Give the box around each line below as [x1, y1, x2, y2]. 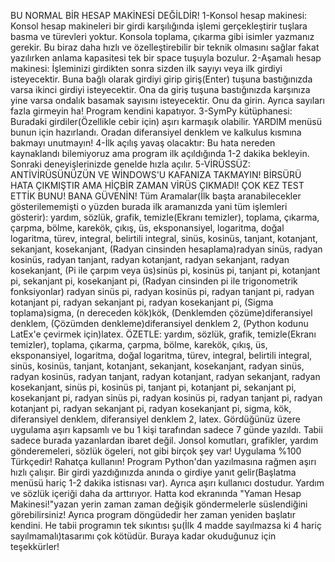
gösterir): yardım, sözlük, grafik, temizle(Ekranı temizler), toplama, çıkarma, [10, 211, 320, 223]
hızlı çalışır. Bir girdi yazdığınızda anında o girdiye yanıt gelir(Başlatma [10, 466, 297, 478]
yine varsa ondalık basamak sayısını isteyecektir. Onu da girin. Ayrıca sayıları [10, 95, 325, 106]
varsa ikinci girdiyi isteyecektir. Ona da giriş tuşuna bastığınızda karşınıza [10, 84, 311, 95]
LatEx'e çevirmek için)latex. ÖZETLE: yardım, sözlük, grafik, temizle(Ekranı [10, 328, 317, 340]
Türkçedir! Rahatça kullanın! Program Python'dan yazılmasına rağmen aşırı [10, 456, 317, 467]
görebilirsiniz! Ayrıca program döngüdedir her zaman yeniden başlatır [10, 509, 296, 520]
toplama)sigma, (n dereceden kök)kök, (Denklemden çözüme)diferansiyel [10, 307, 313, 319]
